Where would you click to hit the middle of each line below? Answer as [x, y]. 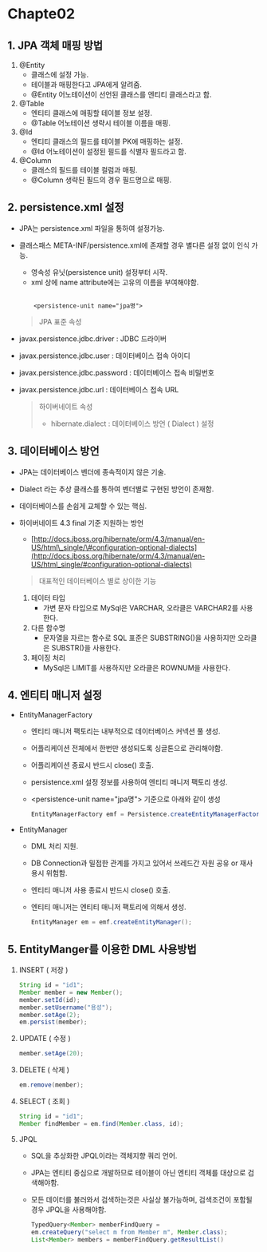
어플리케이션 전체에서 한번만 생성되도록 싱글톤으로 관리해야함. [127, 749]
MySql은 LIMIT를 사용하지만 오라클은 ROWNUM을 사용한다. [136, 667]
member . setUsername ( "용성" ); [66, 1008]
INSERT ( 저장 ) [43, 970]
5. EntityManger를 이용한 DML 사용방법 [102, 949]
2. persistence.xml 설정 [66, 207]
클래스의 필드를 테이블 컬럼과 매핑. [84, 170]
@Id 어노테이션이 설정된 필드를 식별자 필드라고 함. [108, 151]
